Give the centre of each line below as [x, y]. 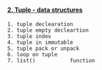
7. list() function [51, 61]
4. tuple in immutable [40, 43]
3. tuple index [29, 37]
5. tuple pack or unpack [43, 49]
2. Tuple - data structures [45, 10]
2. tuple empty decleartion [48, 30]
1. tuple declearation [40, 24]
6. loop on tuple [32, 55]
